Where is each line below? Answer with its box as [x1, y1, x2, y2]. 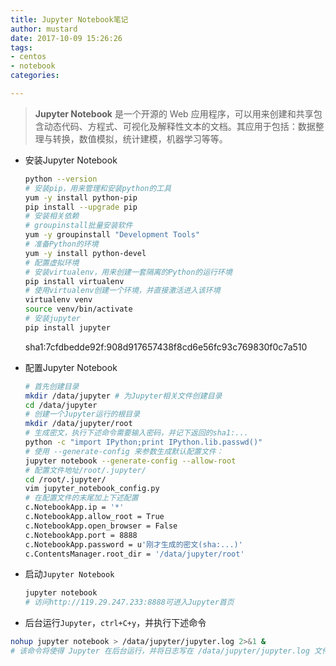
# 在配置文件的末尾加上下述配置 [24, 493, 139, 503]
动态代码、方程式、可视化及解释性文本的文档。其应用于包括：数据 [43, 120, 316, 132]
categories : [10, 71, 60, 81]
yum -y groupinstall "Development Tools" [24, 230, 201, 240]
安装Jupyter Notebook [24, 154, 118, 166]
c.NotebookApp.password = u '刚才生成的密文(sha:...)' [24, 539, 243, 550]
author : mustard [10, 24, 78, 34]
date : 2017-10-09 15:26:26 [10, 33, 123, 43]
